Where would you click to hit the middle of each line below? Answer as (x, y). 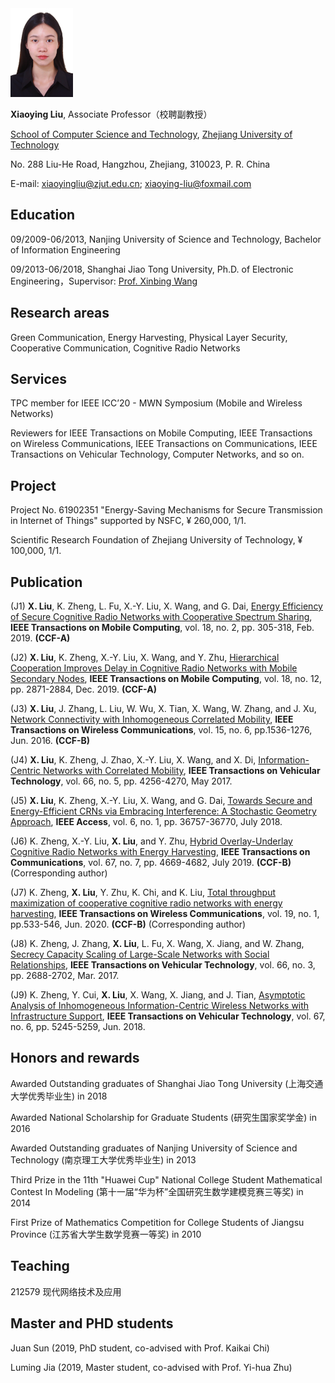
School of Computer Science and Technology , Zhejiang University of (151, 134)
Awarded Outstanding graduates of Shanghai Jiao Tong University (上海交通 (167, 1083)
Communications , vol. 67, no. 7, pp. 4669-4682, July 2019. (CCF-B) (151, 863)
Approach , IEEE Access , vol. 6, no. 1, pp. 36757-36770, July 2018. (146, 822)
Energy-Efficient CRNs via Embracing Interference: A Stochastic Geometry (163, 811)
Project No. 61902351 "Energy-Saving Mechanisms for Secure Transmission (166, 510)
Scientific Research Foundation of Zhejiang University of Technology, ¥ (156, 540)
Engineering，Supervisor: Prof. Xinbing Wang (104, 281)
